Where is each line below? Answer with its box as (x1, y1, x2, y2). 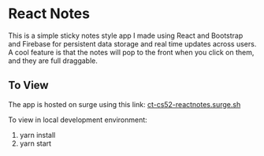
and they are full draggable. (8, 56, 99, 65)
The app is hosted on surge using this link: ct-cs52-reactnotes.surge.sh (8, 99, 241, 109)
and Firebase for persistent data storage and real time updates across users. (8, 39, 257, 48)
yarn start (19, 139, 52, 148)
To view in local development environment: (8, 115, 147, 124)
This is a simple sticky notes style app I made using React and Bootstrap (8, 31, 244, 40)
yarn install (19, 130, 56, 139)
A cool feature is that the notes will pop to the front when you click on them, (8, 47, 255, 57)
